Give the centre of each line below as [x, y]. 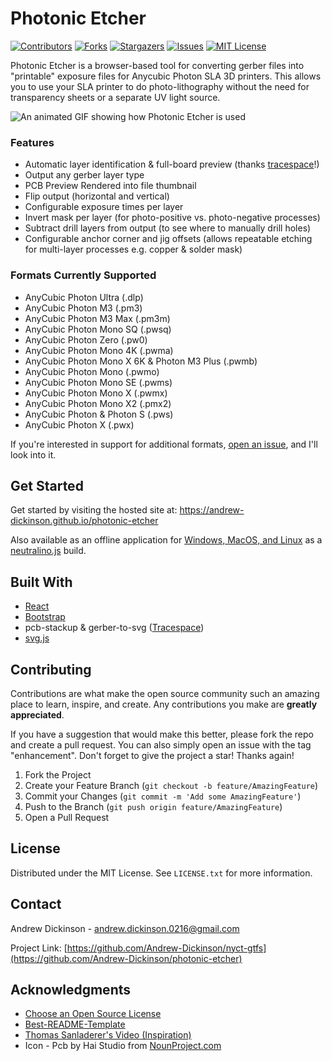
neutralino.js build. [48, 551]
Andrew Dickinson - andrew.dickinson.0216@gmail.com [125, 928]
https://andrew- [212, 510]
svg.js [37, 638]
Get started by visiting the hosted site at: [94, 510]
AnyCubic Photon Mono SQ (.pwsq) [98, 329]
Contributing [51, 669]
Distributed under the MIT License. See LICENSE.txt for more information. [161, 873]
